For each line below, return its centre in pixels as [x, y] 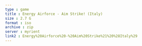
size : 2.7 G [18, 18]
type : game [17, 9]
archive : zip [19, 27]
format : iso [18, 23]
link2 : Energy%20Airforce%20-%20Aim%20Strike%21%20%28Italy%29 [71, 36]
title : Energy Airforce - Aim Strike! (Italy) [54, 14]
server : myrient [23, 32]
